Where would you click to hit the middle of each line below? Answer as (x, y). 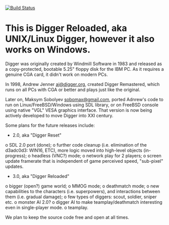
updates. (14, 166)
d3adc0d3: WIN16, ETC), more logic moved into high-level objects (74, 150)
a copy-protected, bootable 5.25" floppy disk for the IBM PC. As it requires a (84, 69)
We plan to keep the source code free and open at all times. (67, 217)
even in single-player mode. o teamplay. (47, 207)
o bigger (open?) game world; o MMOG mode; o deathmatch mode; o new (82, 186)
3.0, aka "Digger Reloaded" (41, 176)
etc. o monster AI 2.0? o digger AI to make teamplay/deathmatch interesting (84, 202)
